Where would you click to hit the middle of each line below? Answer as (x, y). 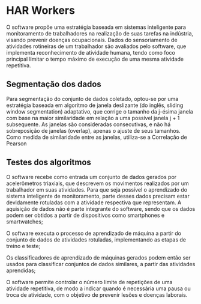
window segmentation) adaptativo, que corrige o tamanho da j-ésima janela (100, 111)
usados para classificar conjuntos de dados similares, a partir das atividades (101, 264)
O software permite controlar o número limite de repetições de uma (89, 282)
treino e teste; (23, 246)
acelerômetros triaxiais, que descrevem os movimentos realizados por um (97, 183)
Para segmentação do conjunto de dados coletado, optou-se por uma (92, 99)
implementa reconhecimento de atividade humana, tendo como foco (91, 52)
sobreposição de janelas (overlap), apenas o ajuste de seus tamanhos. (94, 130)
